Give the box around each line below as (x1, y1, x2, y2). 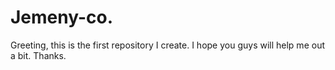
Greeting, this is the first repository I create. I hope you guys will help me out (10, 39, 325, 51)
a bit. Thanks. (10, 49, 67, 61)
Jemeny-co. (10, 6, 114, 29)
